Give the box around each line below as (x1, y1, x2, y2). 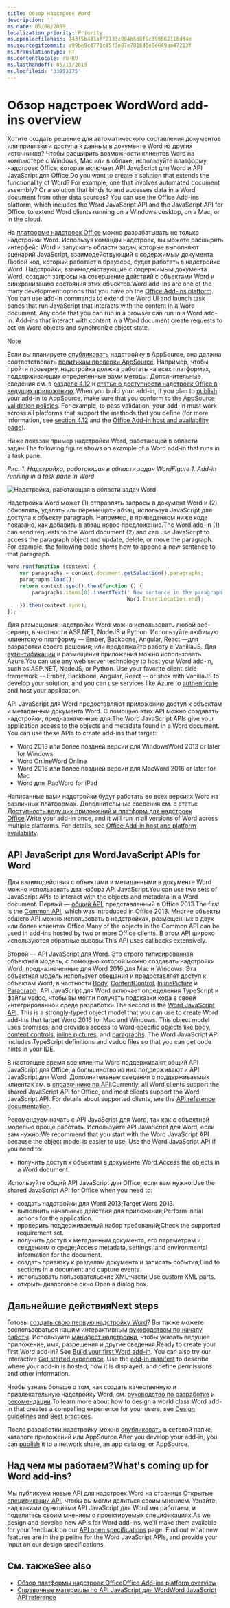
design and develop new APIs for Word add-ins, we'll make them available (7, 1518, 217, 1526)
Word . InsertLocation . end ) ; (126, 595, 205, 603)
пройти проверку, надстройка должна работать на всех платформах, (7, 365, 211, 373)
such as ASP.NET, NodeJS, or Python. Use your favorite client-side (7, 665, 197, 673)
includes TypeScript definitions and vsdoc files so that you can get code (7, 1038, 211, 1046)
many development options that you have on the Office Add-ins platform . (7, 287, 214, 295)
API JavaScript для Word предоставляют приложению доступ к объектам (7, 700, 222, 708)
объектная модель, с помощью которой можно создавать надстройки (7, 957, 215, 965)
